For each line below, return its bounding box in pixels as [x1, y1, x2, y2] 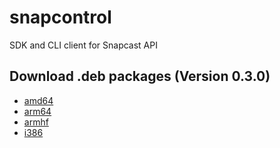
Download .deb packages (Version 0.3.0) [9, 68, 271, 85]
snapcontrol [9, 6, 112, 29]
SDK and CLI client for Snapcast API [9, 39, 158, 51]
